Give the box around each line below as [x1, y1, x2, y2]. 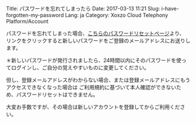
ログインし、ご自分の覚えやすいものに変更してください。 [11, 64, 150, 71]
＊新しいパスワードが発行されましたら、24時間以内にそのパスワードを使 [6, 57, 182, 64]
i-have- [161, 5, 180, 12]
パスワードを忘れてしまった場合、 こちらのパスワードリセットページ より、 [6, 30, 185, 37]
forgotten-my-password [6, 12, 64, 19]
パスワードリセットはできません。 [16, 91, 98, 98]
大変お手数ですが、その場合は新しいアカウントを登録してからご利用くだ [6, 104, 180, 110]
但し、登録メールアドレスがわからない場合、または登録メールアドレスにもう [6, 76, 191, 83]
